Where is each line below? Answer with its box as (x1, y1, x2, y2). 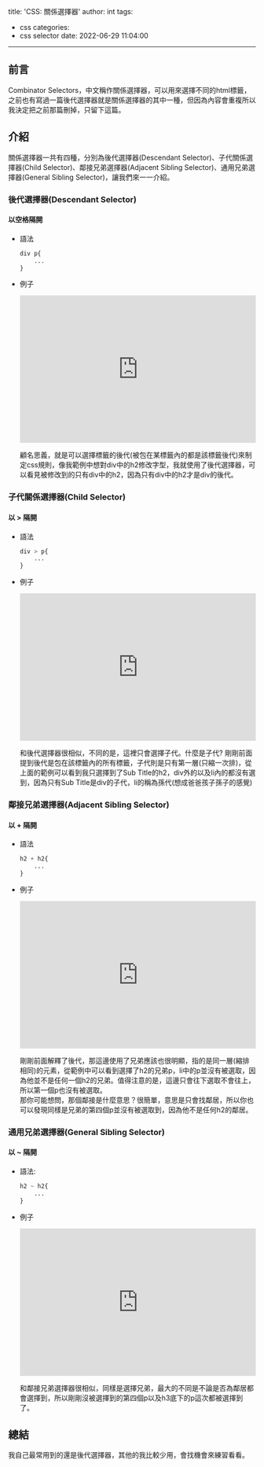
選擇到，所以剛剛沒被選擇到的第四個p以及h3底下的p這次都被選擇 (26, 1393, 236, 1402)
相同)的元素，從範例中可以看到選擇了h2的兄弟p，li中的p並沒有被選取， (19, 1065, 249, 1075)
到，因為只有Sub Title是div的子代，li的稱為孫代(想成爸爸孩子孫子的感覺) (19, 778, 253, 787)
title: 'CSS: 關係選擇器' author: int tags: (8, 7, 134, 16)
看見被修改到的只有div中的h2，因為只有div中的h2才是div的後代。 (26, 470, 238, 480)
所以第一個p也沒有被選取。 (19, 1085, 108, 1095)
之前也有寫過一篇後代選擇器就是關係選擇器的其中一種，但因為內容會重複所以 (8, 95, 256, 105)
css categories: (19, 23, 70, 31)
